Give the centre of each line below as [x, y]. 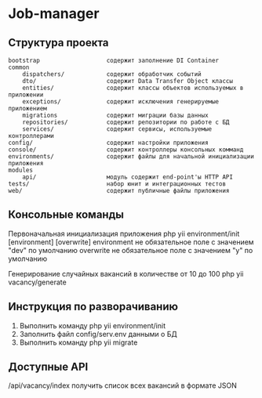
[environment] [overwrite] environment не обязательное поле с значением [131, 242]
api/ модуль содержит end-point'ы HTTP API [128, 177]
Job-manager [54, 14]
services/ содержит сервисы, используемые [117, 129]
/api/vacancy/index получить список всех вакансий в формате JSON [122, 385]
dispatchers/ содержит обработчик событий [112, 74]
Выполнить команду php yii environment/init [93, 325]
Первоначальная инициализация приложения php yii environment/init [124, 233]
